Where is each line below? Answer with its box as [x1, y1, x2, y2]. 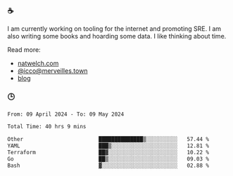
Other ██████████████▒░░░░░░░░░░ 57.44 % [7, 136, 210, 143]
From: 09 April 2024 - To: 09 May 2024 [7, 111, 125, 118]
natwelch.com [17, 59, 59, 68]
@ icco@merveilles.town [17, 67, 88, 75]
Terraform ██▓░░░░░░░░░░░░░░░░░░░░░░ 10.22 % [7, 149, 210, 156]
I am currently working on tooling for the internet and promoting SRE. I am [7, 25, 222, 33]
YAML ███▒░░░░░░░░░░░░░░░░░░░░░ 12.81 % [7, 142, 210, 149]
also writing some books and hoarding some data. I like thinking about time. [7, 32, 227, 41]
